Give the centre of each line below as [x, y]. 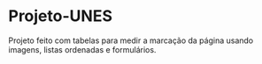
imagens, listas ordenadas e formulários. [82, 49]
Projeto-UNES [60, 16]
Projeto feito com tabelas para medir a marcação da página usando [131, 40]
